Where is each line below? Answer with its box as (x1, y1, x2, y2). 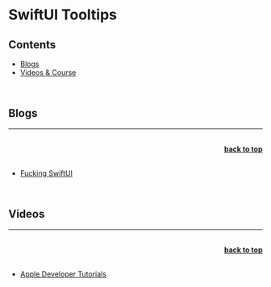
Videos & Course (19, 68, 77, 77)
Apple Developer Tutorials (19, 268, 107, 279)
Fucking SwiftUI (19, 168, 73, 178)
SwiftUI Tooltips (8, 6, 118, 24)
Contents (8, 38, 56, 52)
